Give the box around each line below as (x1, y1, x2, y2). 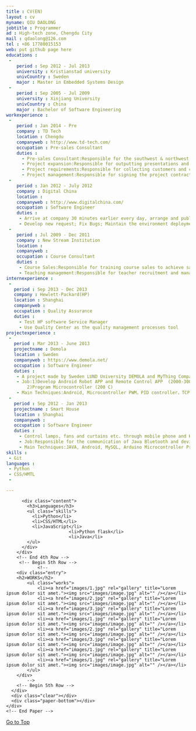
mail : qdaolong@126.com (6, 36, 66, 42)
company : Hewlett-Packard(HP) (13, 292, 90, 298)
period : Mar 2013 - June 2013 (13, 341, 90, 347)
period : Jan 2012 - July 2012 (16, 183, 93, 189)
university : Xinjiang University (16, 95, 100, 101)
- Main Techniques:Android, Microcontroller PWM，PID (16, 390, 149, 396)
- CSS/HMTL (8, 472, 35, 477)
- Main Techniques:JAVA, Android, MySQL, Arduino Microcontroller (19, 444, 184, 450)
